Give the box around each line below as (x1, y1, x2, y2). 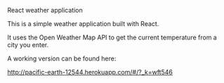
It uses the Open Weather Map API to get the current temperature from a (7, 33, 218, 41)
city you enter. (7, 41, 49, 49)
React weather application (7, 6, 83, 14)
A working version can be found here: (7, 54, 117, 63)
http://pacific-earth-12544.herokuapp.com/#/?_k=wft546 (7, 68, 173, 76)
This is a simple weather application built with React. (7, 20, 159, 27)
